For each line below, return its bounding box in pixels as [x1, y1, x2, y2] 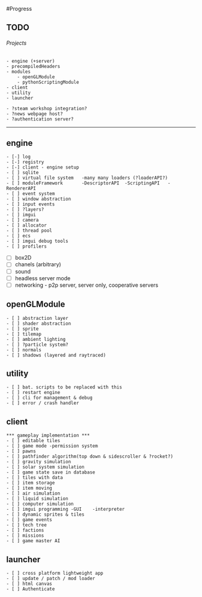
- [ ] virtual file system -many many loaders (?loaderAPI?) [6, 175, 168, 181]
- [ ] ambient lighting [6, 336, 66, 342]
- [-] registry [6, 159, 44, 165]
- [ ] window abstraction [6, 196, 71, 202]
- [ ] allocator [6, 222, 47, 228]
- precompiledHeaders [6, 63, 61, 69]
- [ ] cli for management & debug [6, 395, 93, 401]
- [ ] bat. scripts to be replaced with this [6, 384, 122, 390]
